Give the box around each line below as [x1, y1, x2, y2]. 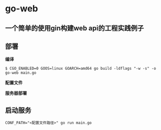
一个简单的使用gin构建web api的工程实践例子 [5, 24, 144, 32]
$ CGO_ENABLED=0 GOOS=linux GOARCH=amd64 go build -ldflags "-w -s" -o [5, 66, 156, 71]
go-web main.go [5, 70, 37, 76]
